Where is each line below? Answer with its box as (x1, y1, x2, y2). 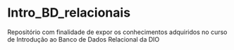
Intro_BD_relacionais (7, 5, 131, 21)
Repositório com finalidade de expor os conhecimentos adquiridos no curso (7, 28, 228, 36)
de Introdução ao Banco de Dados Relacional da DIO (7, 35, 160, 43)
